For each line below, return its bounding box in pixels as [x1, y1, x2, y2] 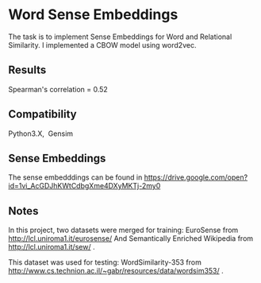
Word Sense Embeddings [8, 6, 178, 24]
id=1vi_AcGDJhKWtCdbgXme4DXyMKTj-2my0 [8, 181, 161, 191]
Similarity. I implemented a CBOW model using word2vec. [8, 40, 197, 49]
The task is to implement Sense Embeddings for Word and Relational [8, 32, 232, 41]
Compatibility [8, 107, 77, 121]
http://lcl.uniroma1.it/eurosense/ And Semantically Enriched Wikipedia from [8, 234, 254, 243]
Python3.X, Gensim [8, 129, 74, 138]
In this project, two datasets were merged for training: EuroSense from [8, 225, 239, 235]
